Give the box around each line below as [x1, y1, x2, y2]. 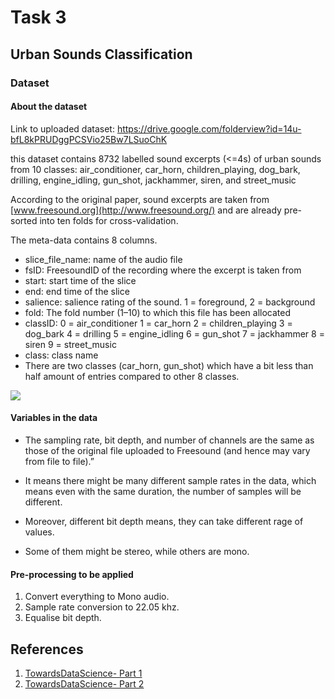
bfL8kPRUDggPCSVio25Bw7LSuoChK [10, 133, 168, 145]
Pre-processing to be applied [10, 568, 134, 580]
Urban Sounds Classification [10, 46, 193, 63]
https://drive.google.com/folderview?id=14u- [116, 122, 302, 135]
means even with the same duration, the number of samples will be [24, 485, 302, 497]
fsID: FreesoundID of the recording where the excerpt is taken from [24, 264, 302, 276]
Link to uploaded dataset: [10, 122, 115, 135]
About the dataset [10, 101, 88, 113]
